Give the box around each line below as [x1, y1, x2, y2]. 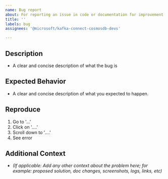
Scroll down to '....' [12, 129, 51, 135]
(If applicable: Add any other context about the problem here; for [12, 162, 148, 169]
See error [12, 135, 33, 141]
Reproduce [5, 105, 41, 114]
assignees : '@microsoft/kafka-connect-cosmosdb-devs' [5, 26, 121, 31]
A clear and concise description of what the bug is [12, 63, 118, 69]
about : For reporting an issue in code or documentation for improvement [5, 12, 164, 17]
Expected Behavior [5, 77, 67, 86]
